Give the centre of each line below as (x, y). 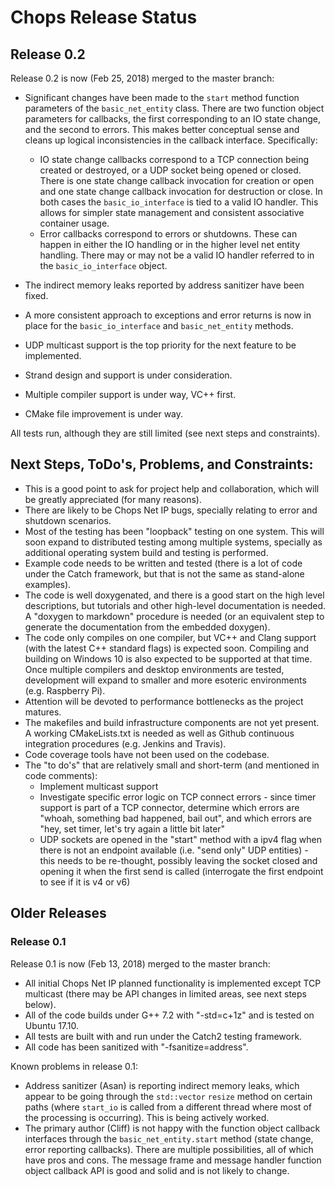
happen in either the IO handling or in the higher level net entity (170, 244)
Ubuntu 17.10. (52, 1025)
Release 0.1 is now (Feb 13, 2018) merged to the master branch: (140, 963)
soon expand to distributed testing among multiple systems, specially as (173, 542)
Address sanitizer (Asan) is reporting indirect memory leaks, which (162, 1085)
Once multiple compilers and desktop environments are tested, (154, 669)
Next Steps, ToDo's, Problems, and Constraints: (162, 464)
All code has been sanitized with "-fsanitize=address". (136, 1047)
